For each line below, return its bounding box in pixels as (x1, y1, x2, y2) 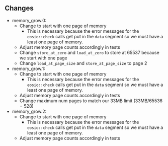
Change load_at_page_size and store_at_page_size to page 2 (19, 60, 147, 66)
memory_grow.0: (12, 17, 47, 23)
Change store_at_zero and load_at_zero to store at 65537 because (19, 49, 159, 55)
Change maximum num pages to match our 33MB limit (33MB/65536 (19, 98, 163, 104)
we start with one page (19, 55, 67, 61)
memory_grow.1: (12, 65, 46, 71)
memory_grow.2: (12, 108, 47, 114)
